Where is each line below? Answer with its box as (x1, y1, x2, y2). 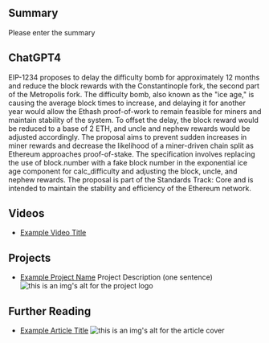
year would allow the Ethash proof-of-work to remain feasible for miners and (8, 106, 262, 116)
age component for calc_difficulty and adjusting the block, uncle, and (8, 166, 238, 176)
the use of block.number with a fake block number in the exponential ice (8, 157, 247, 167)
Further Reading (8, 304, 92, 318)
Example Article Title (19, 325, 89, 336)
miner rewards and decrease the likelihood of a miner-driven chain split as (8, 141, 255, 150)
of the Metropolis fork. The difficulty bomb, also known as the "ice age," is (8, 89, 255, 99)
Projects (8, 251, 51, 264)
